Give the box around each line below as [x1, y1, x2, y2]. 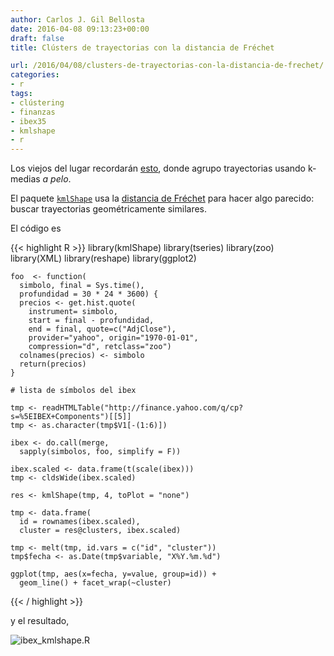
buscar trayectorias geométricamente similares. [10, 203, 208, 215]
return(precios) [19, 359, 87, 370]
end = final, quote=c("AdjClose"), [28, 324, 177, 335]
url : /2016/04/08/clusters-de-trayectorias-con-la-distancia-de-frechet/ [10, 61, 325, 71]
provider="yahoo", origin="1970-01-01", [28, 333, 199, 343]
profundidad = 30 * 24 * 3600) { [19, 289, 159, 300]
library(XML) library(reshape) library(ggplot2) [10, 252, 197, 265]
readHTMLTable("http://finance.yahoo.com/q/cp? [41, 403, 244, 413]
